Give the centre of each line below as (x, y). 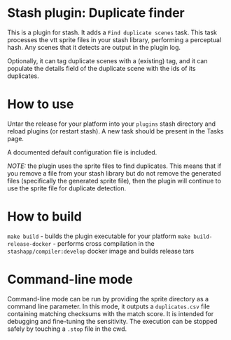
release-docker (29, 244)
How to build (44, 217)
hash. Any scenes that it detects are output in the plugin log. (94, 47)
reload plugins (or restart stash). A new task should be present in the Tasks (115, 131)
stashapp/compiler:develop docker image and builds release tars (101, 251)
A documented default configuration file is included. (82, 152)
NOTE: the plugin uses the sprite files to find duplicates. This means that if (114, 166)
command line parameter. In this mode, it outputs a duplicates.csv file (108, 306)
